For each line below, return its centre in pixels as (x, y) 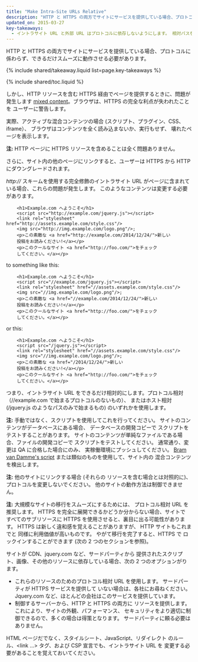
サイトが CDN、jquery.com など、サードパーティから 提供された (84, 554)
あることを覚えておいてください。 (57, 653)
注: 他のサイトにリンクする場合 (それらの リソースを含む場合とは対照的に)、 (99, 477)
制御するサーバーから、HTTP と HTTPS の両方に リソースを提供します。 (102, 603)
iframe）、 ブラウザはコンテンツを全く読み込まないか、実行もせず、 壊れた (96, 129)
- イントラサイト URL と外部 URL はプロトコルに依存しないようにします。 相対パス (101, 34)
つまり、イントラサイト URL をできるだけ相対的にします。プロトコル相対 (95, 393)
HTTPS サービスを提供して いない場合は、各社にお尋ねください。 (111, 589)
